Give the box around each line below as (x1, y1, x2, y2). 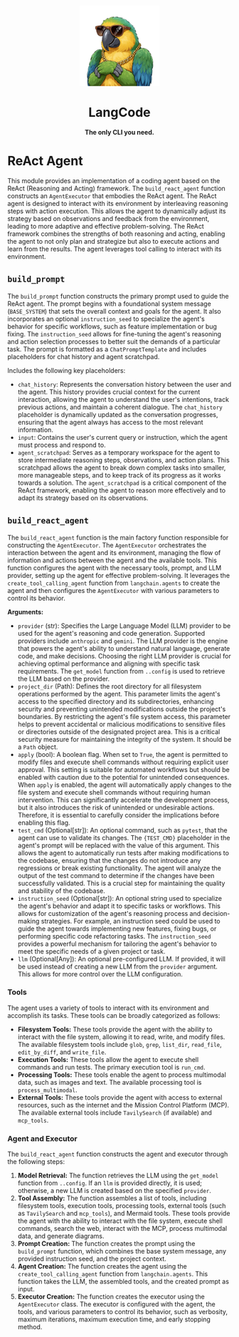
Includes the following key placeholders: (7, 366, 126, 375)
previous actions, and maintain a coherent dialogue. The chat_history (17, 403, 223, 411)
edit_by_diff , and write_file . (17, 1048, 107, 1056)
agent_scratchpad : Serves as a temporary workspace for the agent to (17, 448, 221, 457)
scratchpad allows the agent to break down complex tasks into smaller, (17, 463, 226, 472)
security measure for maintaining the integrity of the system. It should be (17, 735, 232, 743)
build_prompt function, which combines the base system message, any (17, 1247, 226, 1256)
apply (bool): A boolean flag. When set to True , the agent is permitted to (17, 750, 228, 758)
